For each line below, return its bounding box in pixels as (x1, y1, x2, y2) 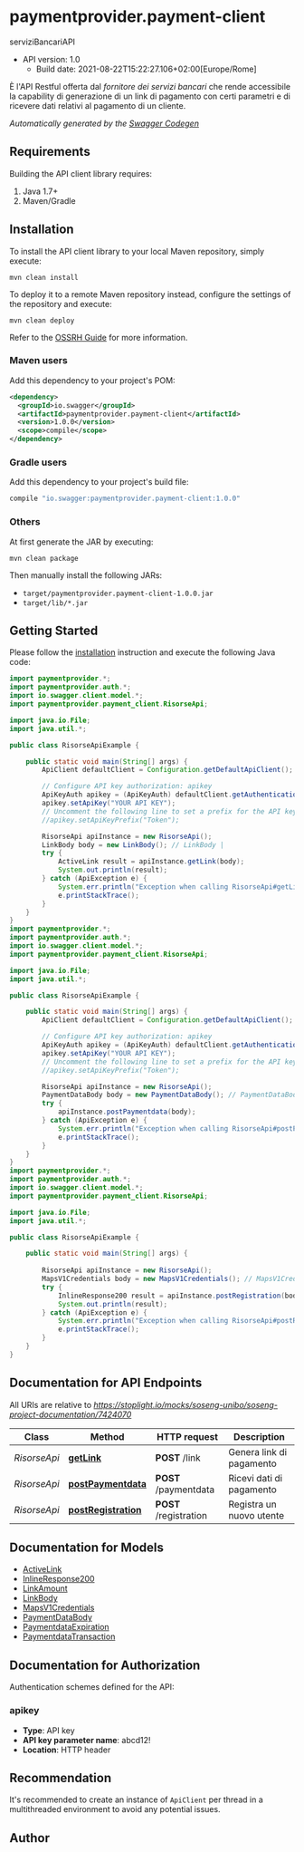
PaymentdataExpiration (22, 1622, 110, 1633)
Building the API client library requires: (9, 168, 152, 178)
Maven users (9, 354, 68, 367)
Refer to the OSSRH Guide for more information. (9, 332, 188, 342)
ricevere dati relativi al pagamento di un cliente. (9, 100, 186, 111)
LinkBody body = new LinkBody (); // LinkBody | (42, 840, 224, 849)
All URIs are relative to (9, 1399, 92, 1410)
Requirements (9, 144, 90, 159)
